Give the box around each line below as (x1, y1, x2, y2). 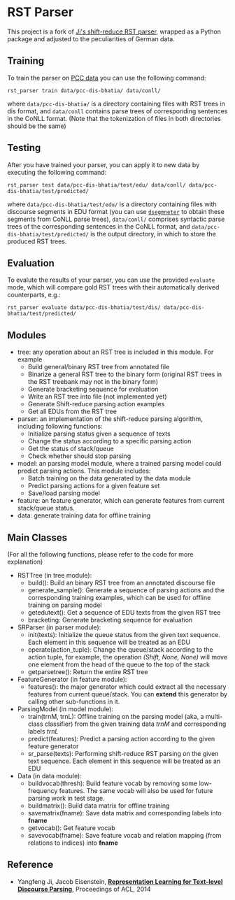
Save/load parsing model (27, 489, 100, 497)
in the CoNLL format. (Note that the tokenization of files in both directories (7, 114, 222, 122)
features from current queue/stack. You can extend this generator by (27, 690, 228, 698)
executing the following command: (7, 168, 107, 176)
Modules (7, 329, 47, 341)
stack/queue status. (17, 504, 75, 513)
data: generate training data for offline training (17, 511, 151, 520)
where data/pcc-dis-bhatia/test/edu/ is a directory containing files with (7, 200, 217, 208)
